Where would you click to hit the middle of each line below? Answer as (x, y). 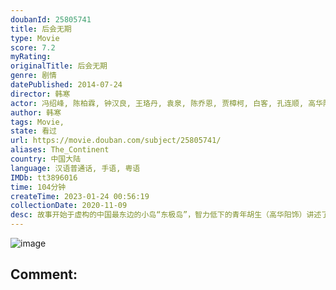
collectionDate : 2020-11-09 (69, 206)
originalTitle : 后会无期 (59, 66)
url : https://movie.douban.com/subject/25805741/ (116, 141)
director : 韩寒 (40, 94)
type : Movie (35, 38)
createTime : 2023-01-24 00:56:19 (80, 196)
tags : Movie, (37, 122)
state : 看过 (33, 131)
